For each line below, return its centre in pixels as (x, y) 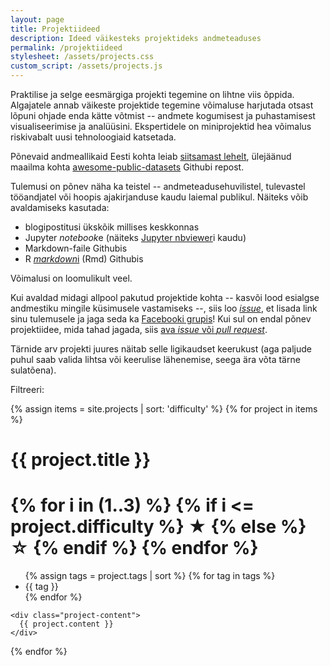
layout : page (37, 19)
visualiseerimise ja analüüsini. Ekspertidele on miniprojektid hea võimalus (161, 126)
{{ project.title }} (81, 460)
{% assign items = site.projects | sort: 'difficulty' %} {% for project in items (164, 409)
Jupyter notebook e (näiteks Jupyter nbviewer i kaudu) (135, 237)
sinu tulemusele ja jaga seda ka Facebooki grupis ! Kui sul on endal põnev (161, 319)
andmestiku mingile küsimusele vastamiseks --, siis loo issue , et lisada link (164, 308)
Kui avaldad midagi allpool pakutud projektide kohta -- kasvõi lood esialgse (165, 297)
